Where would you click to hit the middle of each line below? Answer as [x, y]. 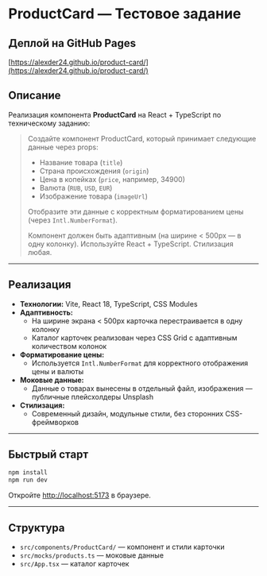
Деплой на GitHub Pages [72, 43]
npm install [28, 473]
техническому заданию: [49, 123]
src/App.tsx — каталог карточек [74, 564]
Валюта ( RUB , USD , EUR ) [76, 187]
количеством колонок [69, 346]
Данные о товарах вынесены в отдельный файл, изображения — [142, 388]
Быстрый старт [48, 455]
